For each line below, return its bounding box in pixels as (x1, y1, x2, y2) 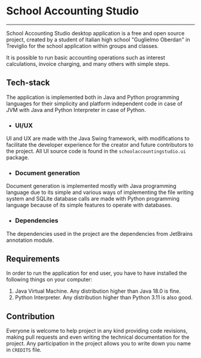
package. (6, 154, 29, 161)
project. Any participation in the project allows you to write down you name (6, 340, 191, 347)
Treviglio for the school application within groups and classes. (6, 42, 159, 49)
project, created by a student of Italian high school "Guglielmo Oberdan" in (6, 36, 190, 43)
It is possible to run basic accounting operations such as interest (6, 54, 166, 61)
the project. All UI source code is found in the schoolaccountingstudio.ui (6, 148, 187, 155)
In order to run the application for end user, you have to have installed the (6, 269, 187, 277)
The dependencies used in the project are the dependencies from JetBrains (6, 230, 193, 237)
